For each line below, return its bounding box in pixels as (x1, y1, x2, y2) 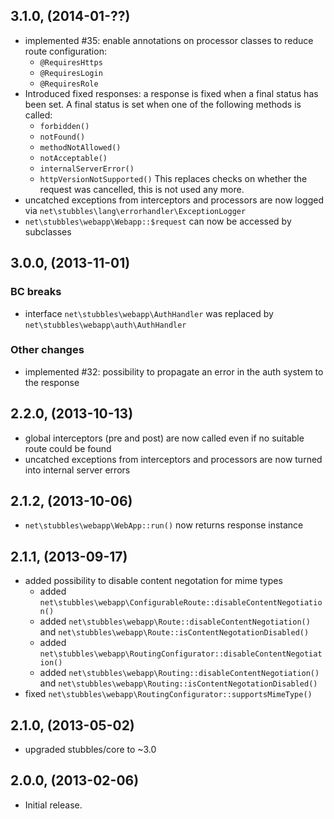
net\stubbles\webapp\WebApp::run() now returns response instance (24, 519, 304, 531)
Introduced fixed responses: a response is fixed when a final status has (24, 87, 319, 99)
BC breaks (10, 285, 62, 299)
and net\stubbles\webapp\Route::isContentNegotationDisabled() (39, 626, 310, 638)
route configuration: (24, 45, 107, 57)
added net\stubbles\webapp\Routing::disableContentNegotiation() (39, 667, 320, 679)
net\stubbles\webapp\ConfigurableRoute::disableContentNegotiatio (39, 598, 323, 608)
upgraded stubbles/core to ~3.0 (24, 744, 157, 756)
